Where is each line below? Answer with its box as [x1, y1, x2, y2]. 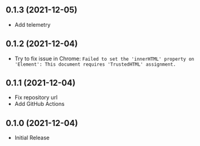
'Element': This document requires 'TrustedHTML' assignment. [14, 61, 176, 68]
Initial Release [14, 134, 50, 142]
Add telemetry [14, 21, 51, 28]
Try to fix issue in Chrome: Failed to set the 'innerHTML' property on [14, 55, 195, 62]
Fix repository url [14, 94, 58, 101]
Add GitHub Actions [14, 100, 65, 108]
